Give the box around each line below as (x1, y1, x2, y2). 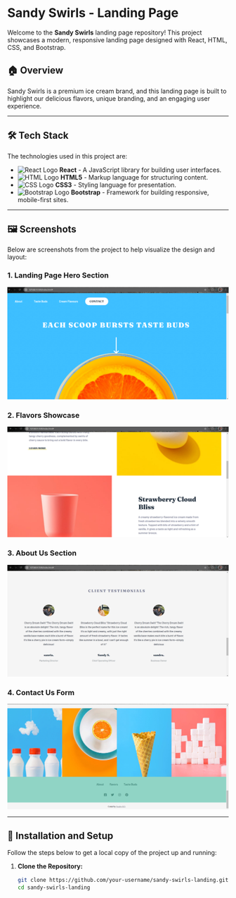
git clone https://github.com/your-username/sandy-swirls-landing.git (17, 876, 229, 883)
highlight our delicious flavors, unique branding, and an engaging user (7, 94, 211, 103)
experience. (7, 101, 42, 110)
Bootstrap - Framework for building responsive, (71, 188, 209, 197)
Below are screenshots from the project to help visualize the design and (7, 245, 216, 254)
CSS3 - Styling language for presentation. (55, 180, 177, 189)
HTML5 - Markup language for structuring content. (60, 173, 209, 181)
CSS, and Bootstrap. (7, 43, 66, 51)
